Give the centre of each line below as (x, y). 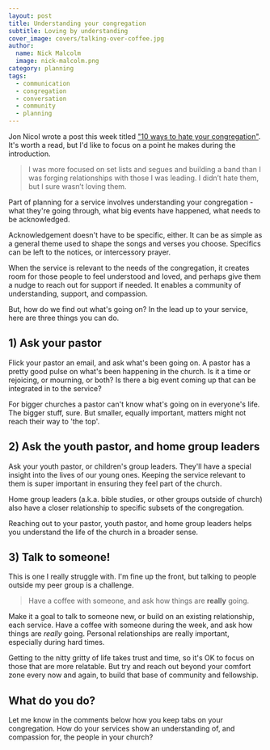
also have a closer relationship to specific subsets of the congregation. (126, 508)
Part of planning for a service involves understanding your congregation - (131, 202)
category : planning (41, 69)
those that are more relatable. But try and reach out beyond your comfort (130, 667)
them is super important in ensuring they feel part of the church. (115, 483)
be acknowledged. (39, 219)
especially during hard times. (57, 643)
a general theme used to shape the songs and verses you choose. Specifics (135, 244)
